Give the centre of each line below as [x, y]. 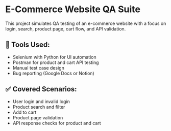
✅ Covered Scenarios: [41, 89]
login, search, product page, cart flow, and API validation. [66, 28]
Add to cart [25, 112]
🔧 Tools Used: [28, 45]
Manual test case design [39, 68]
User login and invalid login [41, 101]
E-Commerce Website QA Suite [73, 9]
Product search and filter [39, 107]
